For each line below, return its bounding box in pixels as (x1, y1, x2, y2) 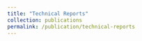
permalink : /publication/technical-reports (7, 23, 136, 30)
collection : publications (7, 17, 82, 24)
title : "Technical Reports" (7, 10, 89, 17)
